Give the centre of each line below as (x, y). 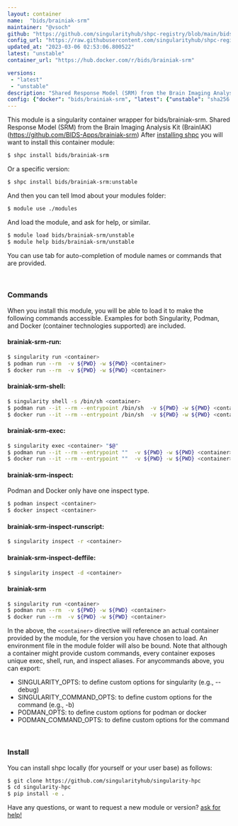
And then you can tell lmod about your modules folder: (87, 195)
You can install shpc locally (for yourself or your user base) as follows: (110, 768)
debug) (28, 690)
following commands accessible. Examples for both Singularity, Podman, (113, 318)
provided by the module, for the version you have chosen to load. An (107, 638)
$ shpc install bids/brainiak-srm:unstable (73, 182)
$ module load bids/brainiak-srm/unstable (71, 235)
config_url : (25, 41)
